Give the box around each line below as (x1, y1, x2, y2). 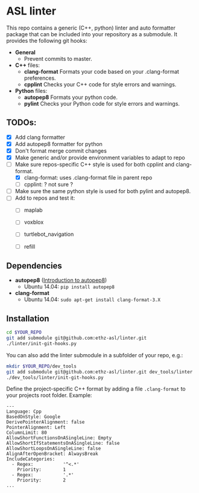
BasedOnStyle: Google (6, 414, 61, 420)
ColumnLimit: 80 (6, 430, 47, 436)
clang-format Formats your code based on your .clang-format (24, 68, 180, 75)
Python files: (14, 87, 48, 94)
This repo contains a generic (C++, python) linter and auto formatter (6, 24, 176, 31)
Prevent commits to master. (24, 55, 92, 62)
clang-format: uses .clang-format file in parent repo (24, 174, 153, 182)
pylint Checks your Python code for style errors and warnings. (24, 100, 180, 107)
